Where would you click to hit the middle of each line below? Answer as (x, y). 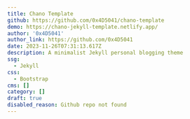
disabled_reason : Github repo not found (67, 105)
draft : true (25, 99)
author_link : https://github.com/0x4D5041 (70, 40)
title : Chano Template (40, 14)
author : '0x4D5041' (36, 33)
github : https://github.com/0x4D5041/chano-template (86, 20)
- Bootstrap (31, 79)
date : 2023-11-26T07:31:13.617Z (54, 46)
